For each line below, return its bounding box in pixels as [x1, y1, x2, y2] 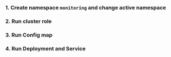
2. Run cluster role [5, 17, 52, 24]
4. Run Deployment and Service [5, 45, 86, 52]
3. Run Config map [5, 31, 53, 38]
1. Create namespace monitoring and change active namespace [5, 4, 166, 11]
